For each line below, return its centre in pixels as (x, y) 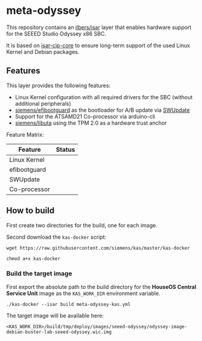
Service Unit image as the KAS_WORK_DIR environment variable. (84, 293)
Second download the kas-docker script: (56, 237)
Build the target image (39, 274)
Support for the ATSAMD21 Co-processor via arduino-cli (85, 116)
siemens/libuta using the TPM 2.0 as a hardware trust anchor (91, 123)
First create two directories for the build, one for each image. (82, 225)
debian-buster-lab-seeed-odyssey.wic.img (59, 332)
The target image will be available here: (55, 316)
